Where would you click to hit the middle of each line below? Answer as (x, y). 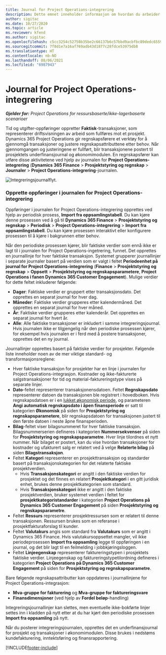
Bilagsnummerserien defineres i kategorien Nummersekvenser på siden (86, 432)
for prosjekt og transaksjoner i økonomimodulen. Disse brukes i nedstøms (80, 633)
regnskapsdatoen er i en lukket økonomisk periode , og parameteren (82, 400)
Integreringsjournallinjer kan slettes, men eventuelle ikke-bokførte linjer (78, 608)
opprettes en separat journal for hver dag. (55, 297)
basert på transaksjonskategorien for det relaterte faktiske (72, 463)
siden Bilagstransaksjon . (38, 453)
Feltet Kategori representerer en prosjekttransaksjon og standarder (81, 458)
